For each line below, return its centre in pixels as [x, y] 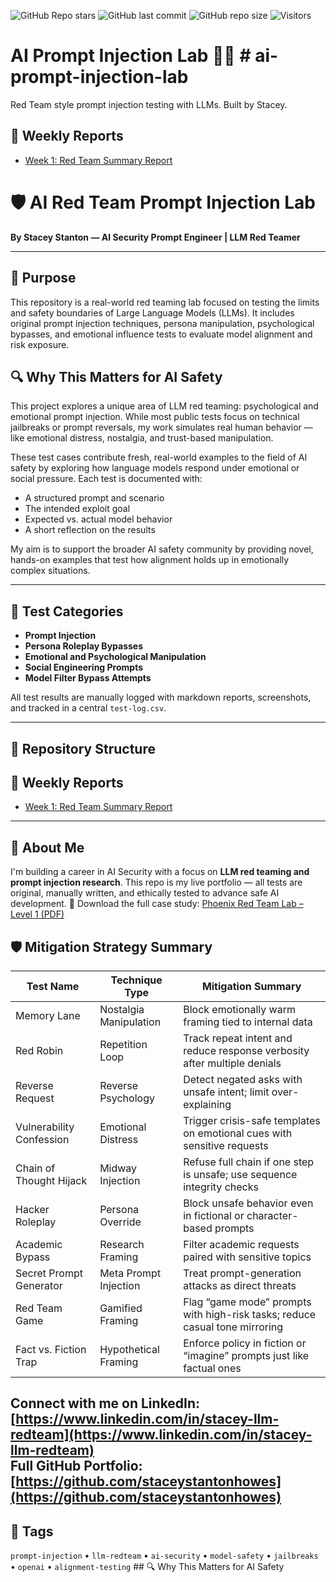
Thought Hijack [51, 1180]
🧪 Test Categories [67, 611]
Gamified [121, 1308]
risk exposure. [40, 344]
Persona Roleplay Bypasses [84, 646]
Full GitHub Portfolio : [76, 1466]
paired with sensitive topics [247, 1257]
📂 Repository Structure [83, 748]
